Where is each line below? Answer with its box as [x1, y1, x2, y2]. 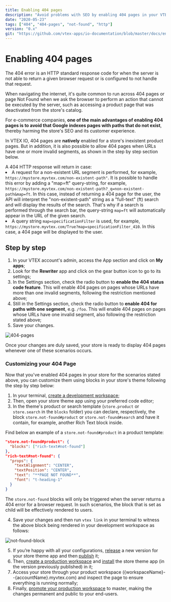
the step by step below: [5, 383, 54, 389]
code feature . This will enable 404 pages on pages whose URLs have [12, 284, 159, 290]
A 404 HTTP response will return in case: [5, 164, 92, 170]
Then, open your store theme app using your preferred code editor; [12, 398, 154, 404]
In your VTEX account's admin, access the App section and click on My [12, 257, 163, 263]
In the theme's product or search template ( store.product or [12, 404, 139, 410]
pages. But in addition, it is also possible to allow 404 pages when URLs [5, 143, 156, 149]
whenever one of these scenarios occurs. [5, 347, 93, 354]
